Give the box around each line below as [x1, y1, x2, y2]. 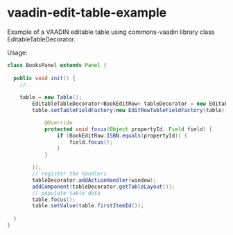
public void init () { [13, 75, 76, 82]
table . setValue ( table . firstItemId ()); [32, 203, 144, 209]
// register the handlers [32, 171, 107, 178]
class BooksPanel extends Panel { [7, 62, 107, 68]
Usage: [7, 48, 28, 57]
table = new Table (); [19, 94, 82, 101]
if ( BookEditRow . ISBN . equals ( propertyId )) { [56, 132, 188, 139]
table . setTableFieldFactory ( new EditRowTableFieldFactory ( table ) [32, 107, 225, 114]
